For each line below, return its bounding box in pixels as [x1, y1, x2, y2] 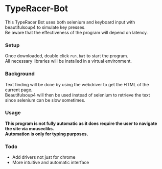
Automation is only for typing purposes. [5, 131, 88, 137]
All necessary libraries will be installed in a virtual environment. [5, 58, 132, 64]
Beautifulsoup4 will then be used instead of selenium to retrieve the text [5, 92, 150, 98]
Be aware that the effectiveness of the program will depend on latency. [5, 29, 148, 35]
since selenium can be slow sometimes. [5, 97, 86, 103]
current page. [5, 87, 33, 93]
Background [5, 71, 35, 77]
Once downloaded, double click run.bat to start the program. [5, 53, 129, 59]
